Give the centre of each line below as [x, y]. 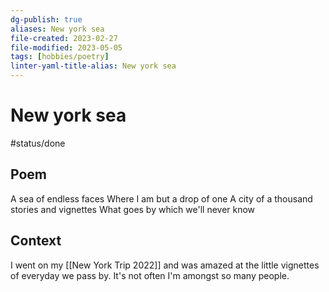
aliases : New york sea [57, 29]
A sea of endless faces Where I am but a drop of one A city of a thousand [161, 198]
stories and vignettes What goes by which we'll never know [133, 209]
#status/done [38, 143]
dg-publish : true [46, 19]
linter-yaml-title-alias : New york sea [93, 66]
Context [36, 241]
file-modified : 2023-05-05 [66, 47]
